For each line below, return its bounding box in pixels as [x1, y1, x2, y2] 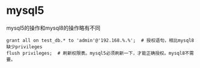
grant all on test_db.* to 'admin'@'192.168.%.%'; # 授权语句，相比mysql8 [6, 37, 195, 43]
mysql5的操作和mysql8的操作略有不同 [6, 24, 101, 31]
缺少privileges [6, 43, 43, 50]
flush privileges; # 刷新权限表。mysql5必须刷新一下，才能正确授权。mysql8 [6, 50, 186, 56]
